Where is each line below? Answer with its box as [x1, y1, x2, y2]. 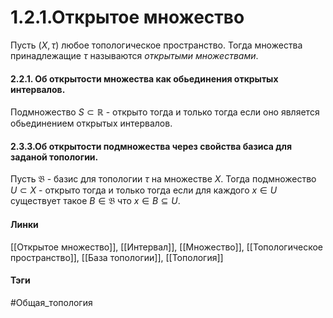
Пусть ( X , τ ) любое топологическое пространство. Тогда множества [10, 39, 303, 51]
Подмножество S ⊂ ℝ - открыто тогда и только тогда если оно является [10, 106, 320, 118]
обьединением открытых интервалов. [10, 117, 173, 130]
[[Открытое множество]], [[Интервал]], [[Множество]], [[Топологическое [10, 241, 324, 253]
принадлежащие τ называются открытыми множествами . [10, 49, 259, 61]
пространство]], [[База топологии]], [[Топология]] [10, 251, 224, 263]
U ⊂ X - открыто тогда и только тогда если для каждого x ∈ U [10, 184, 278, 196]
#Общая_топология [10, 296, 93, 308]
